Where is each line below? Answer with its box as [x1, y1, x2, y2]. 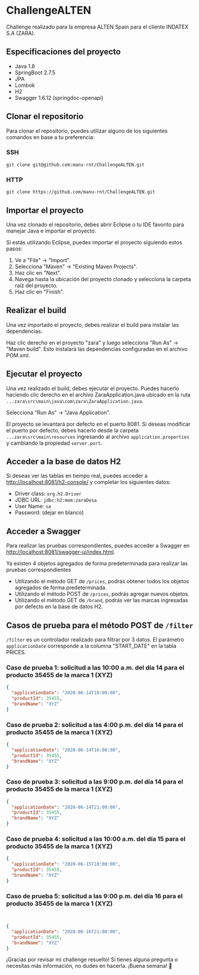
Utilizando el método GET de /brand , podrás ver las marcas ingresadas [14, 597, 188, 604]
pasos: [6, 245, 23, 252]
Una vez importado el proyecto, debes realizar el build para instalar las [6, 321, 179, 328]
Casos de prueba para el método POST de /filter [6, 620, 194, 630]
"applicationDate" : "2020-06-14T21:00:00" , [11, 804, 121, 810]
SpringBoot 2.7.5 [14, 69, 56, 76]
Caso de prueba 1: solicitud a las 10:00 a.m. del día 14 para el [6, 663, 185, 672]
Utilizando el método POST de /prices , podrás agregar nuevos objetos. [14, 590, 190, 597]
